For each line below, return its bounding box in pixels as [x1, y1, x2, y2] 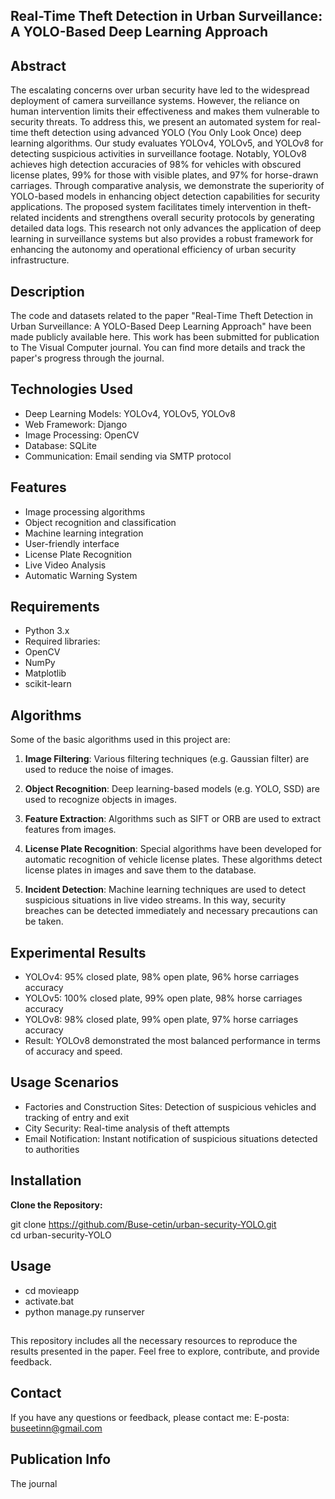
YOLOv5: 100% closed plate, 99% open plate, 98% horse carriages [24, 992, 303, 1004]
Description [10, 283, 85, 300]
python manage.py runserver [24, 1305, 145, 1318]
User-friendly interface [24, 537, 120, 549]
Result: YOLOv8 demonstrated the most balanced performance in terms [24, 1035, 321, 1047]
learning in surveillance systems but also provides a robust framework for [10, 233, 314, 245]
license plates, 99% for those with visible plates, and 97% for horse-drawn [10, 169, 319, 181]
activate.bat [24, 1295, 75, 1307]
